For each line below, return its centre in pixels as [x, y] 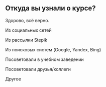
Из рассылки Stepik [26, 40]
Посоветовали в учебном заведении [44, 59]
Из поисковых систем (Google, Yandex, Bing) [53, 49]
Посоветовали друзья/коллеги [38, 69]
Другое [13, 79]
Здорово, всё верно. [27, 20]
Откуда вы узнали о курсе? [51, 8]
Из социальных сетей [28, 30]
